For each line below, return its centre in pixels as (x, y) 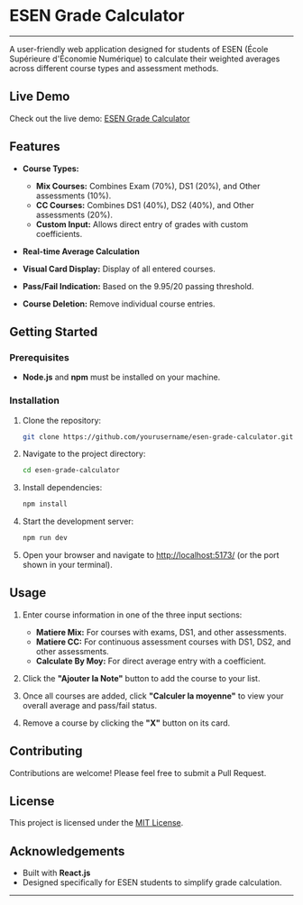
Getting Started (54, 331)
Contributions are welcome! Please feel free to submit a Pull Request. (138, 772)
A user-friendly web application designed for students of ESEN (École (139, 49)
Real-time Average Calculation (81, 251)
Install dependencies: (62, 488)
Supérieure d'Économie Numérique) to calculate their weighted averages (145, 59)
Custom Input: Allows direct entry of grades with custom (142, 224)
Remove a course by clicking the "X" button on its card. (126, 723)
